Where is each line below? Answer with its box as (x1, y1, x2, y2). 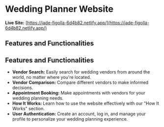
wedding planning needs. (12, 95, 64, 101)
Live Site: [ (5, 20, 27, 26)
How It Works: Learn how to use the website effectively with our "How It (12, 100, 159, 106)
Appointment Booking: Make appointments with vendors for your (12, 90, 146, 96)
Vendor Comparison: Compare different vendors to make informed (12, 80, 149, 86)
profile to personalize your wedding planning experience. (12, 116, 128, 122)
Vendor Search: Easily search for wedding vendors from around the (12, 69, 150, 75)
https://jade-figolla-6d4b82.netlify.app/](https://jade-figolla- (27, 20, 150, 26)
